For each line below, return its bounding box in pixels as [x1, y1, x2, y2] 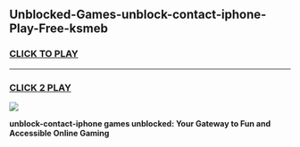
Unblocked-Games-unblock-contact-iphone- [9, 7, 267, 22]
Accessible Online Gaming [9, 127, 110, 138]
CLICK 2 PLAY [9, 81, 71, 94]
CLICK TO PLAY [9, 48, 79, 61]
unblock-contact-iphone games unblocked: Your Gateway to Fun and [9, 118, 271, 128]
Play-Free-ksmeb [9, 21, 109, 37]
